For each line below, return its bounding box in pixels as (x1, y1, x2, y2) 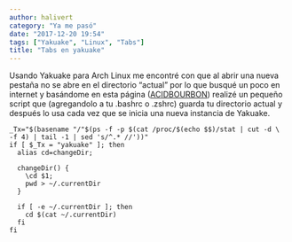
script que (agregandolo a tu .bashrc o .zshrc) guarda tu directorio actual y (9, 98, 282, 109)
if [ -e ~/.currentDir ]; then (17, 203, 133, 212)
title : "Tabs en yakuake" (9, 46, 105, 55)
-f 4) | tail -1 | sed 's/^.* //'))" (9, 133, 149, 142)
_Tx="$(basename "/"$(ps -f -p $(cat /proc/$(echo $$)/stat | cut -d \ (9, 125, 280, 134)
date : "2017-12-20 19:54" (9, 29, 105, 38)
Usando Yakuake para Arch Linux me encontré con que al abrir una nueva (9, 70, 280, 81)
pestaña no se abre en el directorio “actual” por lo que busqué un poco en (9, 80, 280, 90)
